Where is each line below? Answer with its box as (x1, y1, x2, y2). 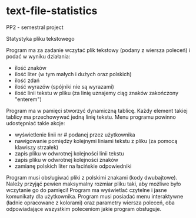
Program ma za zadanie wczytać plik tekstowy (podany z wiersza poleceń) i (6, 46, 191, 54)
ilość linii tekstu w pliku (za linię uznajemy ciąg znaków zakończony (14, 89, 178, 96)
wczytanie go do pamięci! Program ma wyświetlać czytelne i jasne (6, 186, 167, 193)
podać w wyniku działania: (6, 53, 71, 60)
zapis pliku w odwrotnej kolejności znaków (14, 156, 119, 163)
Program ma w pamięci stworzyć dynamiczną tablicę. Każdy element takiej (6, 107, 188, 114)
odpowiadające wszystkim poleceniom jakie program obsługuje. (6, 205, 162, 212)
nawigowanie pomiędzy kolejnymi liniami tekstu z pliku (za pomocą (14, 137, 178, 144)
